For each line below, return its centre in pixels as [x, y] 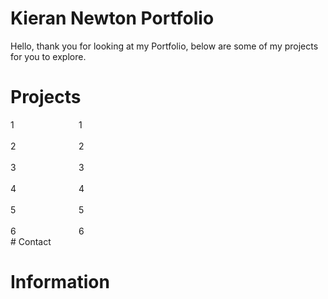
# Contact [31, 241]
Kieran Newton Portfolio [112, 18]
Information [60, 282]
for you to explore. [48, 56]
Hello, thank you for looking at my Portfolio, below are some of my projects [164, 46]
